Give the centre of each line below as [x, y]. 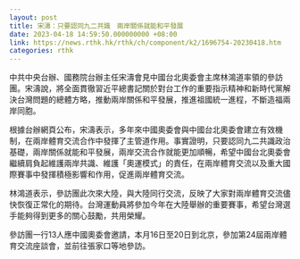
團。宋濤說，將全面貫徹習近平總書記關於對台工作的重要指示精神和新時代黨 [146, 88]
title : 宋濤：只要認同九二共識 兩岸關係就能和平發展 [96, 26]
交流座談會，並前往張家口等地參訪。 [83, 246]
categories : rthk [42, 51]
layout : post [33, 17]
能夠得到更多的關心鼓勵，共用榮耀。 [83, 216]
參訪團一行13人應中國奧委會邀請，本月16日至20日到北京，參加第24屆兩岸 [144, 235]
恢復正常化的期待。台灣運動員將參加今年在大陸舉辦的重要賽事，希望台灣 [150, 205]
